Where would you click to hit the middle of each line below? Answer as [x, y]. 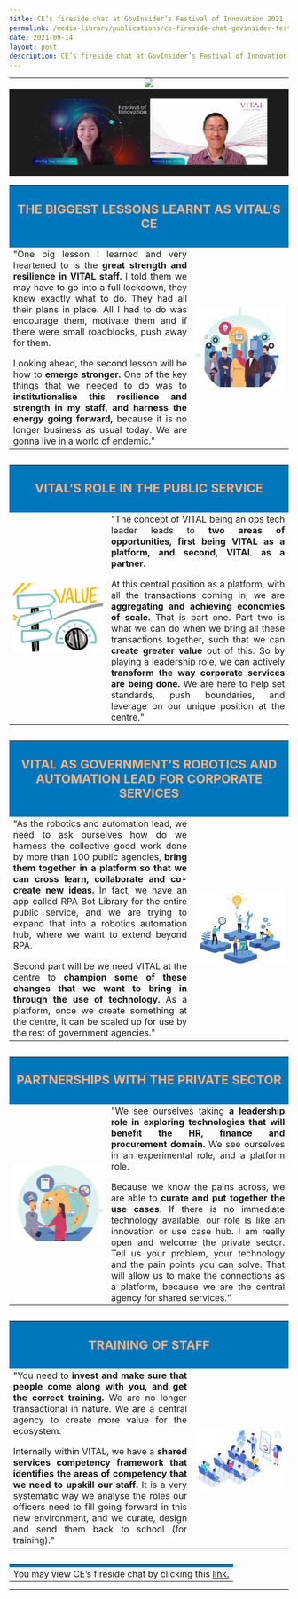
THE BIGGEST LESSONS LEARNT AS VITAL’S [149, 209]
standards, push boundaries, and [198, 695]
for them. [32, 343]
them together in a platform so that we [100, 868]
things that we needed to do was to [100, 386]
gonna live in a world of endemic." [84, 441]
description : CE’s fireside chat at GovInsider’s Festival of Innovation [149, 56]
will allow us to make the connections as [198, 1275]
